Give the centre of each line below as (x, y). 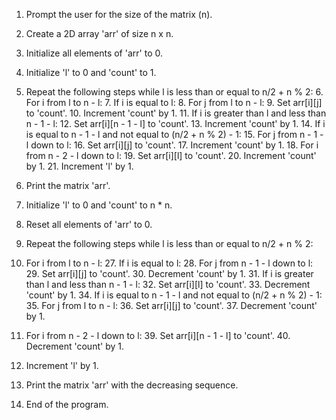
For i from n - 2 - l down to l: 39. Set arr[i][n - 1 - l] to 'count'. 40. (158, 335)
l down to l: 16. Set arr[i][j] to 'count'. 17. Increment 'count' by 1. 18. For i (172, 145)
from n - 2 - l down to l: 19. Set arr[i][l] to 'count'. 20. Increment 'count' (171, 155)
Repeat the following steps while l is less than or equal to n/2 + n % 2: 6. (174, 92)
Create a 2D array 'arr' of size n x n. (99, 33)
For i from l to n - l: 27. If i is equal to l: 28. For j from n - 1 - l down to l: (169, 263)
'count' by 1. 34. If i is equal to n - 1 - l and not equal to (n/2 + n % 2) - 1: (174, 295)
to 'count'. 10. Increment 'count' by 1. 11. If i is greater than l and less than (176, 113)
